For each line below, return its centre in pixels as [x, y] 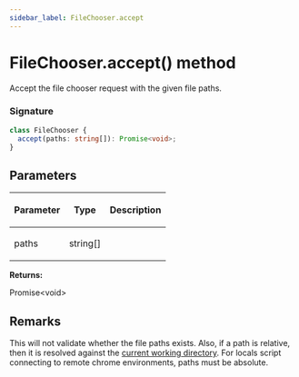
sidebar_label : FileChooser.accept [77, 18]
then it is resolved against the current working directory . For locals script [145, 353]
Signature [32, 112]
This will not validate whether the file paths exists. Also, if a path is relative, [150, 343]
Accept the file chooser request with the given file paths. [116, 88]
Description [135, 210]
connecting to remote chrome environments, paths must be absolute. [139, 362]
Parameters [43, 175]
